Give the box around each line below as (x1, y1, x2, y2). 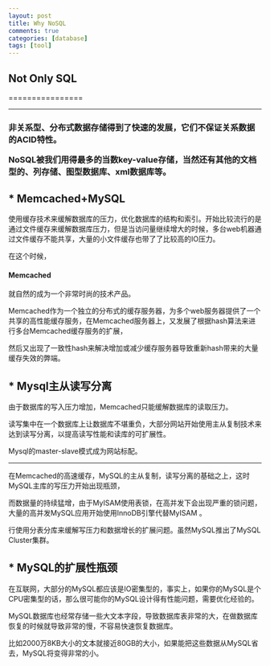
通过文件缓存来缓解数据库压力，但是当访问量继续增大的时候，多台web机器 (8, 224, 255, 234)
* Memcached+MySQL (8, 191, 126, 205)
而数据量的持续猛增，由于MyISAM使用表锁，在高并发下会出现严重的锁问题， (8, 498, 262, 508)
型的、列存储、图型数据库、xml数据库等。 (8, 166, 171, 178)
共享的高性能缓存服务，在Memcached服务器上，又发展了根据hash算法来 (8, 316, 249, 326)
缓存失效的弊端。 (8, 353, 65, 363)
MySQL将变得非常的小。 (22, 648, 104, 658)
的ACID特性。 (8, 134, 62, 145)
